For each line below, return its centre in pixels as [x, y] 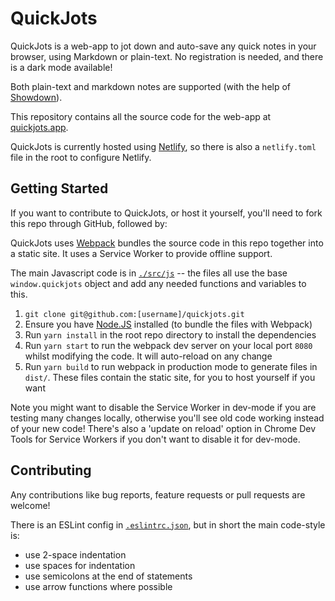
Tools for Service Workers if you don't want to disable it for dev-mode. [155, 439]
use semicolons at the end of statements [108, 576]
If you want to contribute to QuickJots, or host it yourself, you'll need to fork [166, 213]
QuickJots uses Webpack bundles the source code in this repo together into [167, 243]
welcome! [30, 505]
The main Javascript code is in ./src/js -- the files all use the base [149, 273]
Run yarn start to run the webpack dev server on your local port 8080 [168, 345]
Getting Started [59, 188]
